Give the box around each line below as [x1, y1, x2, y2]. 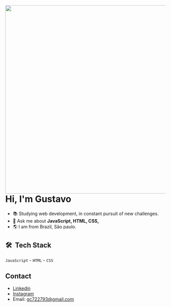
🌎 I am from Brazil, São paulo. [12, 223, 77, 229]
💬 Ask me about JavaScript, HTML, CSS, [12, 218, 99, 224]
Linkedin [12, 286, 31, 292]
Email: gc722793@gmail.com [12, 296, 74, 302]
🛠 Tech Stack [5, 241, 52, 250]
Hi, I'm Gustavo [5, 194, 71, 205]
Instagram [12, 291, 34, 297]
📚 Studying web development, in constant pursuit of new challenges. [12, 210, 159, 217]
